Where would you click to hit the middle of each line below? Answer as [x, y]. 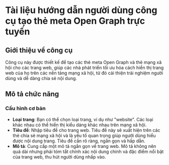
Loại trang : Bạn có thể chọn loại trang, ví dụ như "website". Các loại [83, 119]
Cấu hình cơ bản [26, 109]
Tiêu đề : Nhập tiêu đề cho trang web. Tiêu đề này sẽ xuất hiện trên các [86, 130]
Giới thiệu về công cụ [39, 50]
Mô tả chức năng [32, 94]
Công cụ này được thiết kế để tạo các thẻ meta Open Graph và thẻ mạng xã [83, 62]
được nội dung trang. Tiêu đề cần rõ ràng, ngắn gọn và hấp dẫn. [79, 141]
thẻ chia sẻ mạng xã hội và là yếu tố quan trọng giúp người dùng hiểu [84, 135]
